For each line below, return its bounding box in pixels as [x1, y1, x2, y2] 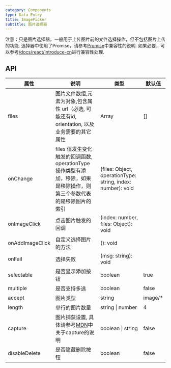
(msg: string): [100, 252, 133, 259]
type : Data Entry [5, 12, 42, 17]
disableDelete [8, 350, 41, 357]
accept [8, 294, 24, 301]
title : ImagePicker [5, 17, 47, 22]
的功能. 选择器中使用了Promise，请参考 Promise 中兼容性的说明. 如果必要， [5, 43, 161, 49]
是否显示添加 [55, 268, 87, 275]
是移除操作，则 [55, 182, 92, 190]
